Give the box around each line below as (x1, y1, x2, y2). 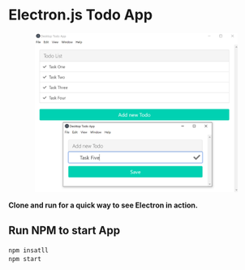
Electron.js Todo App (8, 6, 153, 24)
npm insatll (8, 246, 49, 255)
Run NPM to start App (8, 224, 120, 238)
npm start (8, 255, 42, 263)
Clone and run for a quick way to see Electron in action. (8, 200, 199, 210)
